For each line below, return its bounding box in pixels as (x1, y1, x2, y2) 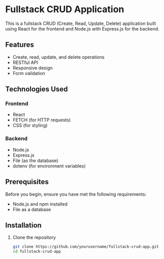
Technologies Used (5, 85, 68, 93)
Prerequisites (5, 178, 49, 186)
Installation (5, 221, 42, 230)
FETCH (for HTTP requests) (12, 117, 71, 123)
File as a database (12, 206, 51, 212)
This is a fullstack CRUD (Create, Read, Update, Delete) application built (5, 20, 156, 26)
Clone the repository (12, 235, 56, 241)
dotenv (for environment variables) (12, 163, 86, 169)
